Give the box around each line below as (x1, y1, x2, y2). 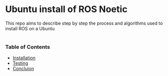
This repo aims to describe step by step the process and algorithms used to (5, 20, 163, 26)
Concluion (12, 65, 34, 71)
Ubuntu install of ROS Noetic (5, 4, 128, 15)
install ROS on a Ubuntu (5, 25, 55, 31)
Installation (12, 55, 36, 61)
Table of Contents (5, 43, 51, 50)
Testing (12, 60, 29, 66)
